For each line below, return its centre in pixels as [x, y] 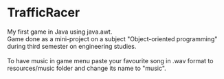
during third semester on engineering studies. [72, 46]
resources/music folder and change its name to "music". [87, 68]
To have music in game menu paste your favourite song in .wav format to [110, 60]
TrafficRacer [44, 13]
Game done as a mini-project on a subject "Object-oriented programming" [112, 38]
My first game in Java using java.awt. [60, 32]
